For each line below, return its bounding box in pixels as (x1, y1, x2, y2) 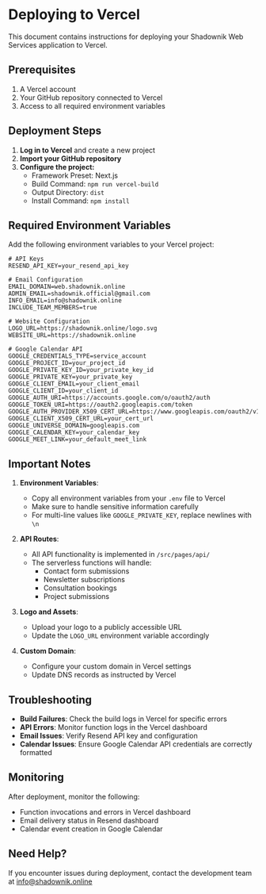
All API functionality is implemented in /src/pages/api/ (31, 550, 211, 559)
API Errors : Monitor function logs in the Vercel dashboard (19, 723, 207, 731)
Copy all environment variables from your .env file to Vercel (31, 493, 226, 503)
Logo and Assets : (19, 607, 79, 616)
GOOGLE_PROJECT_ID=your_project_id (8, 359, 126, 367)
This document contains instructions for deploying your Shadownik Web (8, 32, 244, 41)
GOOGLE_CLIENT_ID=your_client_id (8, 387, 119, 395)
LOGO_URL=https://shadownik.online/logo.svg (8, 324, 158, 332)
